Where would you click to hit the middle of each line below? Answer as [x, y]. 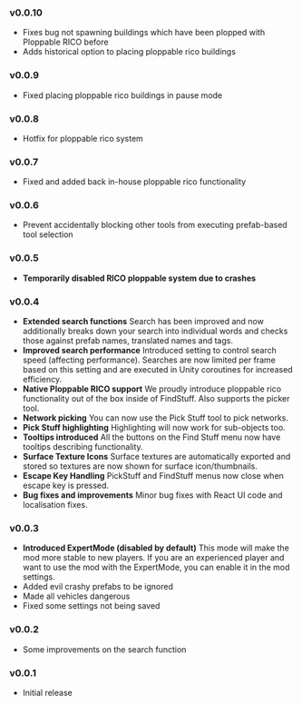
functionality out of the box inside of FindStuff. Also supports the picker [156, 399]
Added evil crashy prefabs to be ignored [98, 587]
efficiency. [42, 380]
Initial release [47, 692]
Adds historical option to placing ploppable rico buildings [129, 52]
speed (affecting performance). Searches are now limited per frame [149, 360]
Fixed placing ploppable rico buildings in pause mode [122, 95]
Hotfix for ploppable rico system [83, 138]
